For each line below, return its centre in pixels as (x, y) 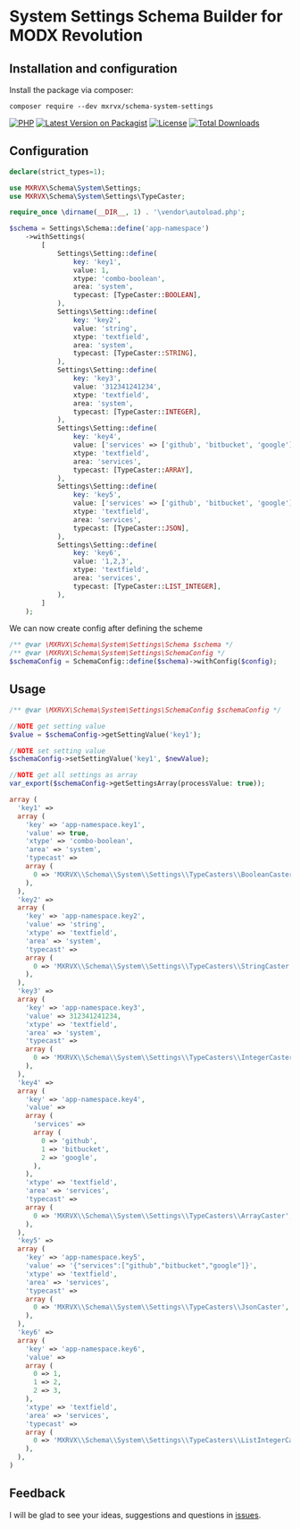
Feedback (37, 1494)
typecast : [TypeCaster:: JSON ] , (131, 528)
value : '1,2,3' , (103, 561)
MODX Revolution (76, 35)
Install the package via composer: (71, 90)
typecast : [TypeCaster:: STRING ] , (135, 354)
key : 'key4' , (97, 437)
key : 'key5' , (97, 495)
